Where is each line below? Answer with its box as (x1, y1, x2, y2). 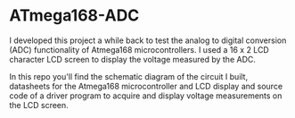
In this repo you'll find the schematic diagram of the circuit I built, (9, 71, 248, 81)
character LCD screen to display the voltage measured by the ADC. (9, 54, 257, 64)
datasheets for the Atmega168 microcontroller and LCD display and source (9, 80, 283, 91)
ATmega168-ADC (9, 5, 140, 26)
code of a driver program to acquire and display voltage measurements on (9, 90, 283, 101)
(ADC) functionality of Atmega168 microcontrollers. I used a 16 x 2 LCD (9, 44, 269, 55)
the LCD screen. (9, 99, 69, 110)
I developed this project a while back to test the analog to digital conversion (9, 35, 287, 46)
